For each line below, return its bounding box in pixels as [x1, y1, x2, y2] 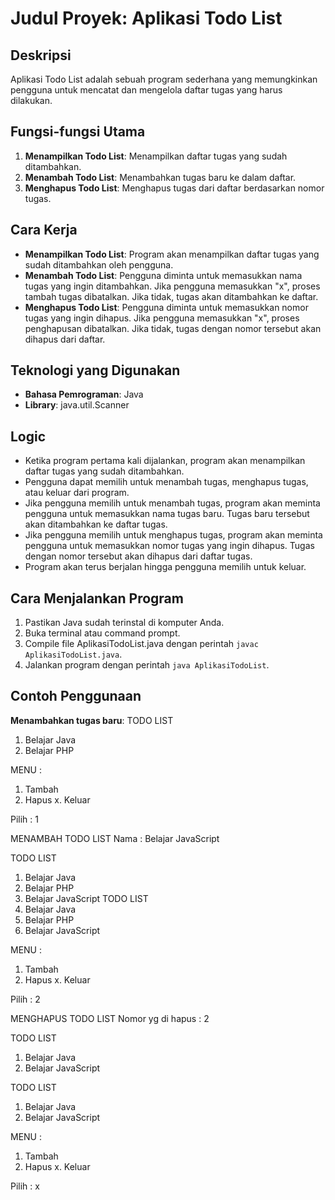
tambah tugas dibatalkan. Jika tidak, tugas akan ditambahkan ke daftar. [24, 290, 319, 302]
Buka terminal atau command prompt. [24, 627, 181, 639]
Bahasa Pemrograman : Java [24, 388, 144, 401]
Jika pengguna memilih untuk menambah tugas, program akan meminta [24, 497, 321, 509]
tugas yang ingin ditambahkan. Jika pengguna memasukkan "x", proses [24, 280, 321, 292]
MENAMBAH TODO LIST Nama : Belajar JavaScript [10, 832, 220, 844]
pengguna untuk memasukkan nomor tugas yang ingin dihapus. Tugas [24, 540, 315, 552]
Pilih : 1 [10, 813, 39, 825]
